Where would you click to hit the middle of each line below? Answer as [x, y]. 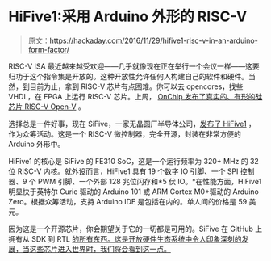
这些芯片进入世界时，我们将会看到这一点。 [100, 249]
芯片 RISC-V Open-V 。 [47, 107]
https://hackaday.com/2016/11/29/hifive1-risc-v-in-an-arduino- [154, 40]
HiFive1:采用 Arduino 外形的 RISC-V [128, 17]
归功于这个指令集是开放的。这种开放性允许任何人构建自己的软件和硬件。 [128, 76]
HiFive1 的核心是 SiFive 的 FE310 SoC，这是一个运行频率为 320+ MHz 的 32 [134, 161]
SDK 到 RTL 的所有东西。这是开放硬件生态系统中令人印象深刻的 [136, 238]
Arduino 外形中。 [37, 144]
